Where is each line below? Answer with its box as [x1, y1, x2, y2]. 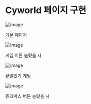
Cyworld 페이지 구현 [5, 5, 86, 16]
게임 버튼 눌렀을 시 [5, 52, 42, 58]
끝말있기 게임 [5, 72, 31, 78]
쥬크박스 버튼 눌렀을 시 [5, 93, 50, 99]
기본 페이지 [5, 32, 27, 38]
